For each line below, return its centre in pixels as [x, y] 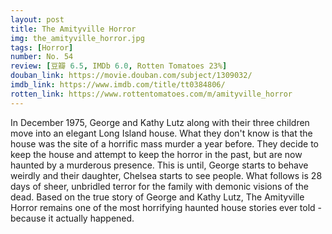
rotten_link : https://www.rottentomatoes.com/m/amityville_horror [151, 94]
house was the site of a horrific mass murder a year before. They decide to [164, 143]
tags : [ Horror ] [42, 47]
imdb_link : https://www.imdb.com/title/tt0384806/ [118, 85]
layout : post [37, 19]
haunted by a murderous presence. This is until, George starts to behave [159, 165]
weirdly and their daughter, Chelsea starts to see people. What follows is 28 [166, 175]
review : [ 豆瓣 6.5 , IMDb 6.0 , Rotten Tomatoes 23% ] [119, 66]
